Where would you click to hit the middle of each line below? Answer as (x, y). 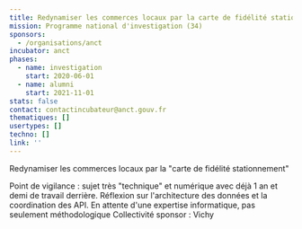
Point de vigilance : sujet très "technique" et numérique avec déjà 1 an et (144, 186)
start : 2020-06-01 (60, 76)
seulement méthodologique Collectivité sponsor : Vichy (111, 214)
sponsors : (28, 34)
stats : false (34, 101)
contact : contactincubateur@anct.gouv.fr (88, 110)
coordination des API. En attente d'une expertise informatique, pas (133, 205)
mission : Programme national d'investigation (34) (106, 26)
